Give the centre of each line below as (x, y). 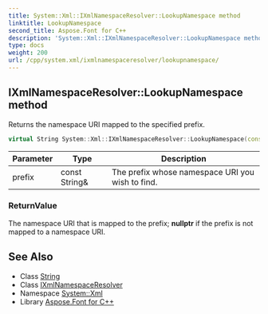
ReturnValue (33, 206)
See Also (31, 257)
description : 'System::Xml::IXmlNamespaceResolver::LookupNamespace (124, 38)
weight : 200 (28, 53)
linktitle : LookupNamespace (55, 23)
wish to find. (134, 182)
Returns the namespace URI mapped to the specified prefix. (107, 124)
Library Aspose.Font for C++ (67, 301)
